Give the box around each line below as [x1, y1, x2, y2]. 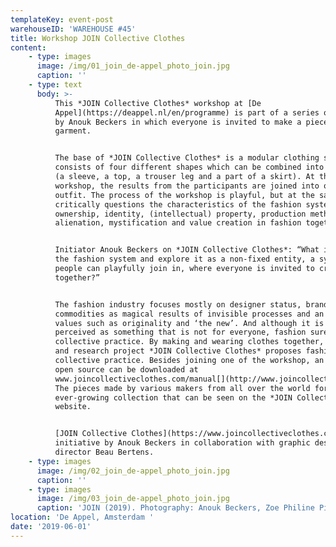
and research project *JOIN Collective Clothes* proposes [54, 346, 302, 356]
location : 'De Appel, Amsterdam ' [10, 512, 155, 523]
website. [54, 402, 92, 412]
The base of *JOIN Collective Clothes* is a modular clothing [54, 153, 320, 163]
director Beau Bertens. [54, 447, 155, 457]
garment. [54, 126, 92, 136]
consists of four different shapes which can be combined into [54, 162, 325, 173]
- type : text [28, 80, 83, 90]
